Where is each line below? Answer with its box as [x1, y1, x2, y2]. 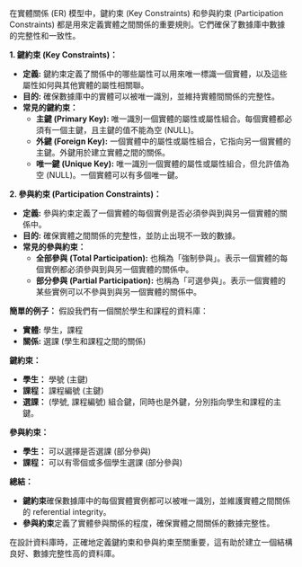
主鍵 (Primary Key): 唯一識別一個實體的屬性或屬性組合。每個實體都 [35, 113, 285, 124]
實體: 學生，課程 [22, 324, 84, 335]
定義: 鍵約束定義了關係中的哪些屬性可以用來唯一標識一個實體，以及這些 [22, 68, 288, 79]
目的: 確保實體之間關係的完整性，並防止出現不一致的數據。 [22, 230, 241, 241]
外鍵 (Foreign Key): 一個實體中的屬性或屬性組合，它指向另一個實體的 [35, 136, 291, 146]
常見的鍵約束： [22, 102, 78, 112]
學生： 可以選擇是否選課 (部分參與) [22, 446, 151, 456]
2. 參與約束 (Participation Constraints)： [9, 189, 162, 199]
